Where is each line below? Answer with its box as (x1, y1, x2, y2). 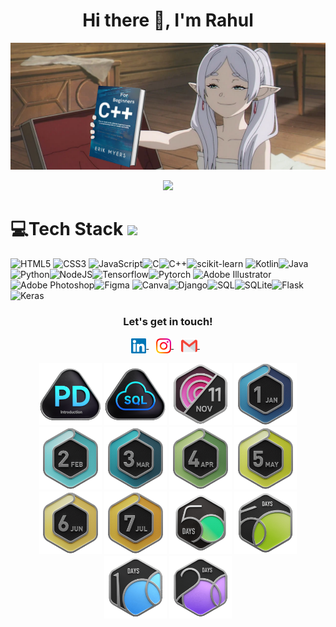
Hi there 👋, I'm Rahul (82, 9, 254, 32)
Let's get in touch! (123, 314, 213, 328)
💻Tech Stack (10, 217, 124, 240)
